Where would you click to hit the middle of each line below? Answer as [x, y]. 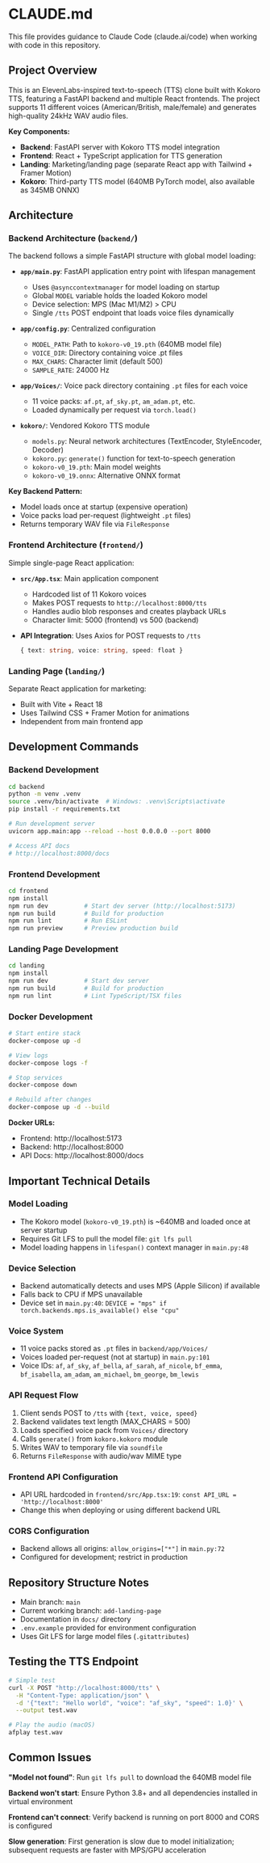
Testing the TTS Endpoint [73, 1662]
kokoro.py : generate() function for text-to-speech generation [133, 458]
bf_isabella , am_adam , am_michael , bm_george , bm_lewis [109, 1374]
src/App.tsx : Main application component [89, 578]
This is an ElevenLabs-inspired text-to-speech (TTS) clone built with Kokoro [134, 90]
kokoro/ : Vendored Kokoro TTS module [85, 426]
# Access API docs [39, 845]
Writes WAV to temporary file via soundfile [91, 1447]
